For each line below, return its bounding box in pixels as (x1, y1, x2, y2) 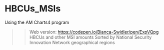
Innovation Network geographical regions (29, 39, 115, 45)
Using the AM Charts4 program (4, 19, 69, 25)
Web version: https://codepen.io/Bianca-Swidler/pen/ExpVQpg (29, 29, 159, 35)
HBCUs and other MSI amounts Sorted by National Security (29, 34, 152, 40)
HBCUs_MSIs (4, 3, 61, 14)
